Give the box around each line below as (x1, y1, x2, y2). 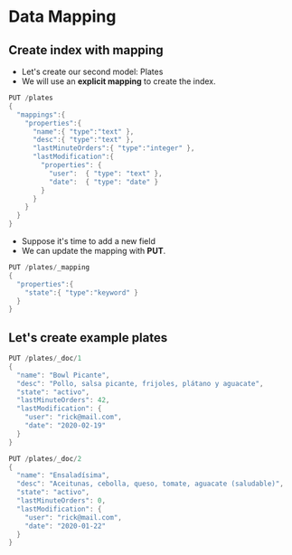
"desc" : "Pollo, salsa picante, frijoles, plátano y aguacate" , (16, 379, 264, 388)
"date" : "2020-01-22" (24, 522, 106, 531)
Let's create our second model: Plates (21, 66, 164, 77)
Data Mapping (8, 6, 117, 27)
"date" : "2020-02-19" (24, 421, 106, 430)
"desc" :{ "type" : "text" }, (32, 136, 135, 145)
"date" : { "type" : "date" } (48, 177, 159, 186)
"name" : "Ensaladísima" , (16, 471, 110, 480)
